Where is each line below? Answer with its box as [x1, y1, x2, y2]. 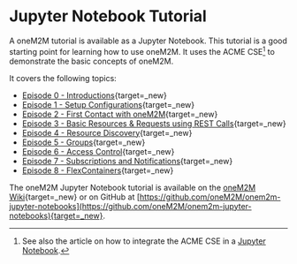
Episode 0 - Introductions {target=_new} [21, 90, 168, 101]
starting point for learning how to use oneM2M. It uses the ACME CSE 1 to [9, 44, 276, 57]
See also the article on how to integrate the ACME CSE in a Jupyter [21, 236, 267, 246]
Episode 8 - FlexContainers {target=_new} [21, 165, 174, 176]
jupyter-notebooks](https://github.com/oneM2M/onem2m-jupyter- [9, 200, 252, 211]
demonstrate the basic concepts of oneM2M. [9, 56, 174, 66]
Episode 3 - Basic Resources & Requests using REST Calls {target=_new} [21, 117, 286, 129]
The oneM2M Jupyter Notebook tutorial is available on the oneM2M [9, 182, 256, 192]
